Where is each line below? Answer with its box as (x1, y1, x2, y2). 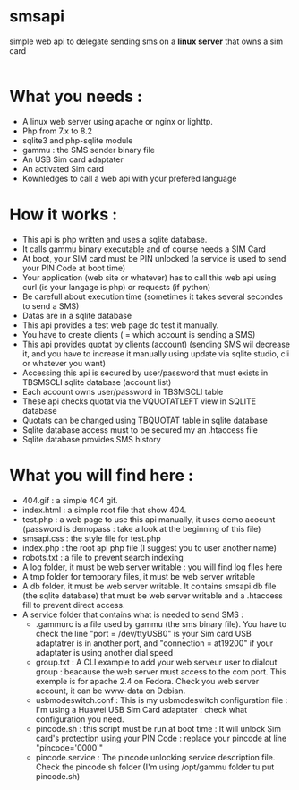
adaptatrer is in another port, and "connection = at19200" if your (35, 638, 274, 648)
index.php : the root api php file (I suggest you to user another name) (21, 542, 278, 553)
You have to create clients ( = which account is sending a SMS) (21, 329, 256, 339)
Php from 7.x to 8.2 (21, 125, 92, 136)
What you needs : (9, 87, 143, 107)
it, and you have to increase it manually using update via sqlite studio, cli (21, 348, 289, 359)
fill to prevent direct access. (21, 599, 125, 610)
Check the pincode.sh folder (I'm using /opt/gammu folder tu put (35, 761, 275, 772)
